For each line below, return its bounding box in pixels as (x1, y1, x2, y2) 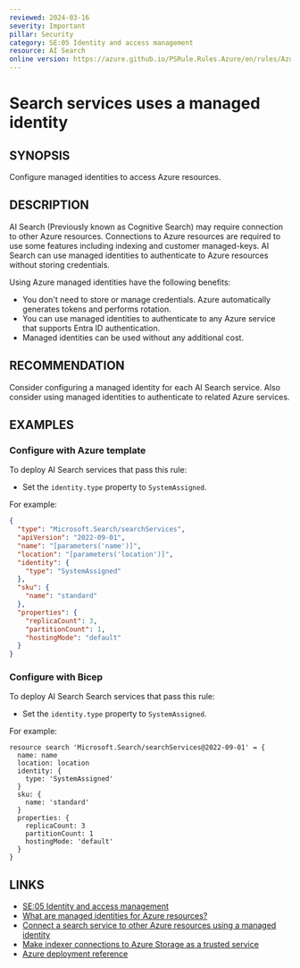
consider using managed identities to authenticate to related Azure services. (9, 391, 290, 402)
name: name (17, 751, 58, 760)
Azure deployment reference (21, 948, 129, 959)
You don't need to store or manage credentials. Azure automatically (21, 294, 271, 304)
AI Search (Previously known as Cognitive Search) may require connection (9, 221, 284, 232)
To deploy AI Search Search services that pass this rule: (9, 691, 216, 702)
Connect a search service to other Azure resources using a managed (21, 920, 277, 931)
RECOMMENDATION (9, 358, 125, 373)
